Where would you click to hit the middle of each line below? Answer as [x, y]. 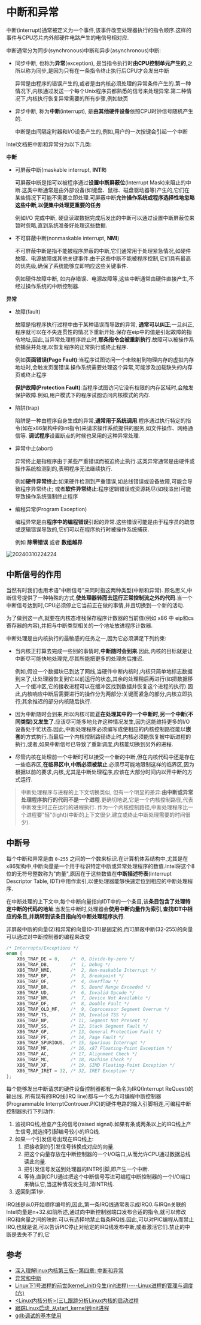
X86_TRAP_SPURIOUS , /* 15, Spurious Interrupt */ [81, 1043]
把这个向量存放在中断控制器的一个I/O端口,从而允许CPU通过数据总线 [107, 1154]
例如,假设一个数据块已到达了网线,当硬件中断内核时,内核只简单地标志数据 [103, 671]
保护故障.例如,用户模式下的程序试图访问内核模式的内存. [83, 395]
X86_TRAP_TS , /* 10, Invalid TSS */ [72, 1015]
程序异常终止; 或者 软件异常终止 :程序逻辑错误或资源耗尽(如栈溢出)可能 [106, 489]
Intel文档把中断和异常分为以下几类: [49, 144]
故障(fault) [28, 311]
